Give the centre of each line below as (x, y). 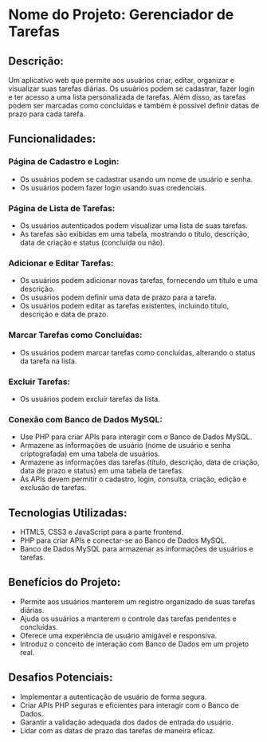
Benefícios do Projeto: (65, 582)
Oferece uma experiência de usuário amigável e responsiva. (118, 635)
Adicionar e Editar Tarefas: (61, 263)
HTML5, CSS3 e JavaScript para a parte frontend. (102, 532)
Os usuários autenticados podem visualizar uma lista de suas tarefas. (134, 226)
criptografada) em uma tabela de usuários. (90, 454)
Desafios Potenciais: (61, 678)
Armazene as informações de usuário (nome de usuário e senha (125, 446)
